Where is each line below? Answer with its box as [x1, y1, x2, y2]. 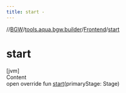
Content [6, 74, 27, 81]
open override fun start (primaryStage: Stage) [6, 80, 120, 87]
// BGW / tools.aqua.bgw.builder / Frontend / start [6, 26, 120, 33]
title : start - [6, 9, 45, 15]
